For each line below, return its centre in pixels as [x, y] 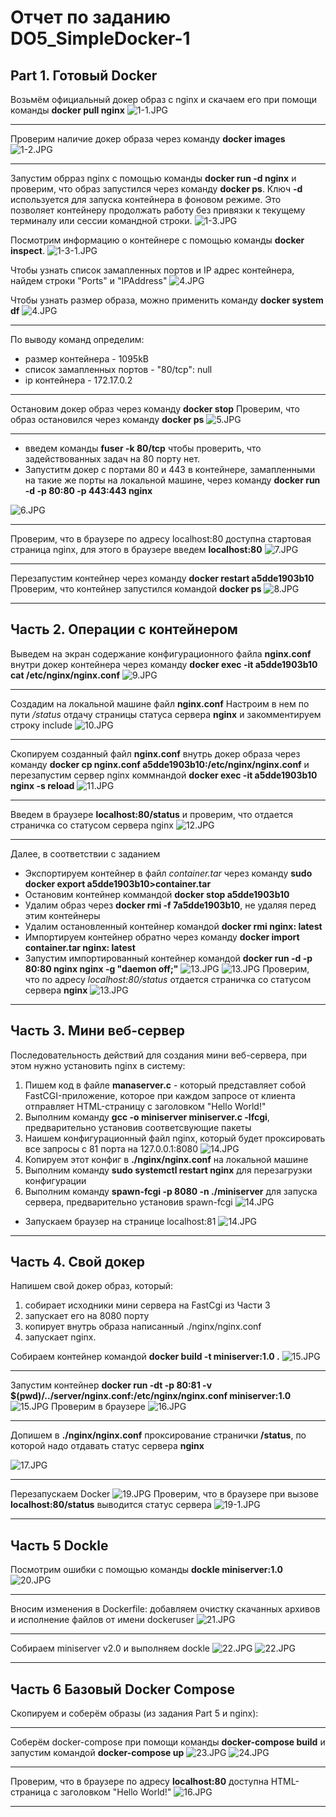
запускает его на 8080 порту [87, 1316]
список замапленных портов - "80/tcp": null [118, 369]
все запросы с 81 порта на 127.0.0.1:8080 [111, 1148]
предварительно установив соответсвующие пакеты [138, 1127]
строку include [41, 725]
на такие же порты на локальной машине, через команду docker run [172, 480]
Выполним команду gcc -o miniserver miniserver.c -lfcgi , [147, 1117]
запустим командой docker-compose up [97, 1753]
